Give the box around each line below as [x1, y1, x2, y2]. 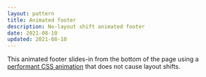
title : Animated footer [7, 17, 77, 24]
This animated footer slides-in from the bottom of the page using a [7, 55, 199, 63]
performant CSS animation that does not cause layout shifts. [7, 62, 181, 71]
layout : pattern [7, 10, 54, 17]
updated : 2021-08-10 [7, 36, 68, 43]
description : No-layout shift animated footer [7, 23, 145, 30]
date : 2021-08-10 [7, 29, 58, 37]
